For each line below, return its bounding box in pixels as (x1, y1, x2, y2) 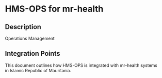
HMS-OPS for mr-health (5, 3, 104, 15)
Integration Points (5, 49, 61, 58)
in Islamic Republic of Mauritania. (5, 67, 71, 73)
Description (5, 23, 41, 31)
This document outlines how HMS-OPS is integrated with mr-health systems (5, 62, 158, 68)
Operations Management (5, 35, 55, 41)
